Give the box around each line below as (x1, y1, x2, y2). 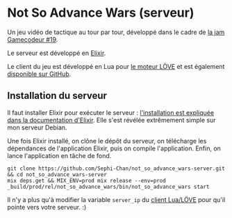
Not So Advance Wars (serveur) (7, 5, 194, 21)
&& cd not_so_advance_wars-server (7, 171, 108, 178)
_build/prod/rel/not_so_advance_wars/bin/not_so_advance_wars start (7, 183, 210, 190)
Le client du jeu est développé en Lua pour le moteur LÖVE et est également (7, 62, 225, 70)
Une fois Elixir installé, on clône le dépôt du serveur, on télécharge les (7, 137, 207, 145)
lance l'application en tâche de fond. (7, 151, 112, 159)
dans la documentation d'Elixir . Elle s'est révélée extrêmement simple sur (7, 116, 216, 124)
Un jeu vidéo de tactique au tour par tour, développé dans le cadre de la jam (7, 28, 225, 36)
